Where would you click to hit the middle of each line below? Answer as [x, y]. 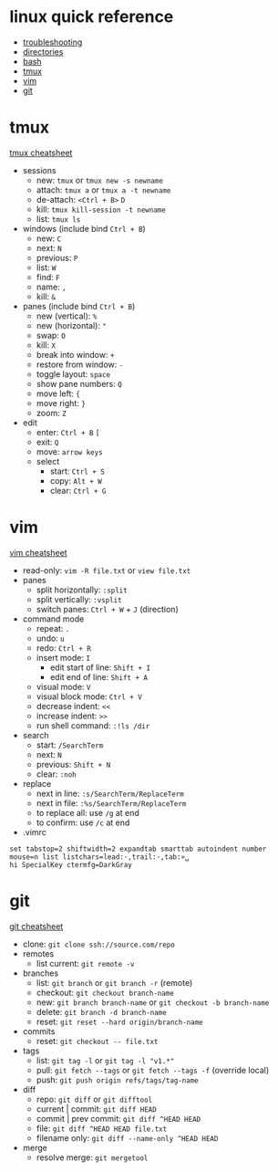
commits [39, 1031]
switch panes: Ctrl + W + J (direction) [108, 609]
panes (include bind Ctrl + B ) [79, 306]
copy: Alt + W [76, 480]
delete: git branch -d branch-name [101, 1011]
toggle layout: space [73, 374]
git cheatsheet [36, 926]
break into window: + [75, 354]
